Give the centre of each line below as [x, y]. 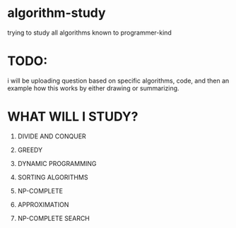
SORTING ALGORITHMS [53, 177]
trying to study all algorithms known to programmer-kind [89, 32]
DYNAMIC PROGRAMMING [57, 163]
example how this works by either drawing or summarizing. [93, 88]
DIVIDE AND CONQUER [52, 136]
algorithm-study [57, 13]
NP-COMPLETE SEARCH [54, 218]
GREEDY [30, 150]
